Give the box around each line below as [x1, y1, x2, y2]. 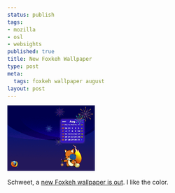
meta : [7, 70, 23, 77]
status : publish [7, 11, 55, 18]
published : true [7, 48, 55, 55]
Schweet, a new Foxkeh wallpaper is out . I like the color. [7, 178, 169, 187]
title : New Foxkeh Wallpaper [7, 56, 92, 63]
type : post [7, 63, 39, 70]
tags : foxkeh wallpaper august [13, 78, 105, 85]
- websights [7, 41, 42, 48]
